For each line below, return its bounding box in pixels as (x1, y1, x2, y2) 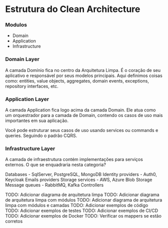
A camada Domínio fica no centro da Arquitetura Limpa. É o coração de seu (5, 67, 161, 73)
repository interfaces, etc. (5, 83, 58, 89)
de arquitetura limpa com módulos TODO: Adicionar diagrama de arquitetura (5, 197, 162, 203)
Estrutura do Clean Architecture (5, 3, 140, 15)
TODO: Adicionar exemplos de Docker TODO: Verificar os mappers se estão (5, 213, 161, 219)
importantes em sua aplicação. (5, 117, 69, 123)
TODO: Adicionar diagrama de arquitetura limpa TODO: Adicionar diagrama (5, 191, 159, 198)
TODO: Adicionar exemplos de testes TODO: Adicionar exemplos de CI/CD (5, 207, 158, 213)
